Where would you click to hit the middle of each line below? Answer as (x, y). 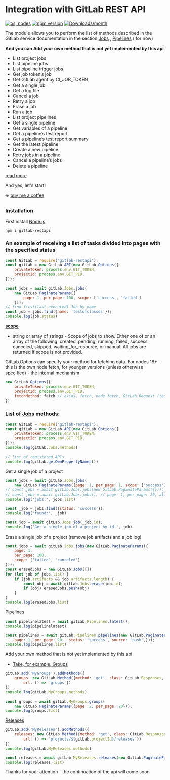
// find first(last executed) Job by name (51, 307)
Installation (19, 210)
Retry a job (24, 101)
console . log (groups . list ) (32, 711)
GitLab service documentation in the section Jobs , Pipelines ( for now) (79, 38)
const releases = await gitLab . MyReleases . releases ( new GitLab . (74, 758)
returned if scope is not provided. (47, 352)
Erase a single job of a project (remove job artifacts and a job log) (73, 537)
